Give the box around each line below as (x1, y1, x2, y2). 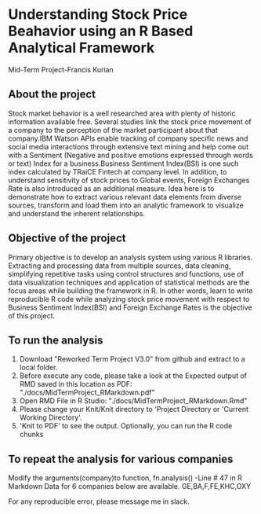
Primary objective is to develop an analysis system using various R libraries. (8, 252, 253, 262)
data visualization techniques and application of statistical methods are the (8, 277, 250, 287)
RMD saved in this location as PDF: (19, 380, 132, 389)
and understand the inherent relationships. (8, 208, 146, 218)
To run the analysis (8, 333, 103, 347)
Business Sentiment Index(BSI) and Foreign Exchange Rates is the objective (8, 303, 252, 312)
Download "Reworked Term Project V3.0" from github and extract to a (19, 354, 245, 364)
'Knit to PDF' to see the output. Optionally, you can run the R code (19, 421, 233, 431)
